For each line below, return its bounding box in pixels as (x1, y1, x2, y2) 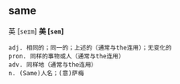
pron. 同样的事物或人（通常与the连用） (8, 52, 125, 60)
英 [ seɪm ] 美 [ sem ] (8, 26, 64, 36)
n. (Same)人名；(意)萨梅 (8, 69, 84, 77)
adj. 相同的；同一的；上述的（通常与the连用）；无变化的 (8, 43, 172, 52)
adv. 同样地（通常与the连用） (8, 61, 98, 69)
